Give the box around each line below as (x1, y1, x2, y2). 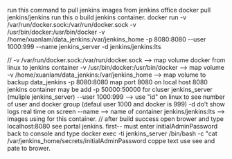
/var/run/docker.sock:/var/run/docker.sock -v (7, 21, 136, 28)
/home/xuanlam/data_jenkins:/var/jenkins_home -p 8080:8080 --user (7, 35, 206, 44)
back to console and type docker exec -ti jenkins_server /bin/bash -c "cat (7, 129, 217, 138)
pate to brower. (7, 144, 51, 152)
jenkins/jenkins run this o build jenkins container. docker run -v (7, 13, 187, 21)
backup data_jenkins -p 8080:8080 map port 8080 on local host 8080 (7, 78, 208, 86)
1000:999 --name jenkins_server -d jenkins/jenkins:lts (7, 43, 161, 50)
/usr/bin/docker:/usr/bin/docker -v (7, 28, 105, 36)
